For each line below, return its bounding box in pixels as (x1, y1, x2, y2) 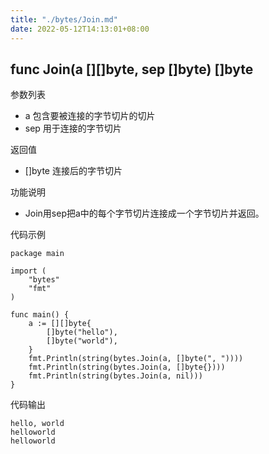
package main (10, 249, 65, 259)
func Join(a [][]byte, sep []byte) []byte (10, 61, 254, 78)
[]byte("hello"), (46, 327, 118, 338)
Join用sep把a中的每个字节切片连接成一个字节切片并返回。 (24, 207, 265, 220)
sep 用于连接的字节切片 (24, 122, 122, 135)
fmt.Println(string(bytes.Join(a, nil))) (28, 371, 203, 381)
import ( (10, 266, 47, 276)
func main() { (10, 310, 70, 320)
